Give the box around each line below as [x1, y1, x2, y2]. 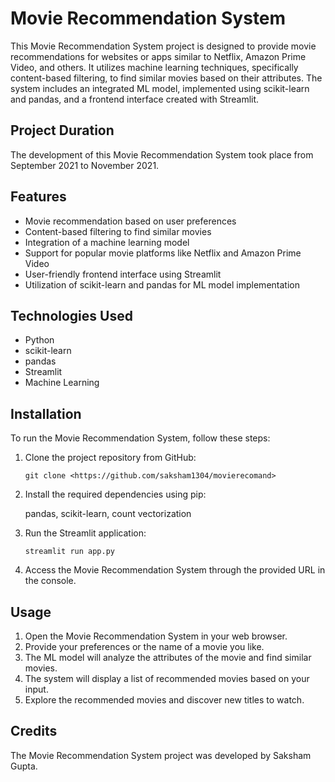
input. [24, 683, 49, 695]
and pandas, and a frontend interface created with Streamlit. [10, 93, 260, 105]
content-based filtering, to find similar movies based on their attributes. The [10, 72, 323, 84]
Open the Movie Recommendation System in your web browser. [24, 630, 288, 642]
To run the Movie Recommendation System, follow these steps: [10, 432, 271, 444]
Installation [10, 405, 82, 422]
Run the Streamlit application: [24, 527, 147, 539]
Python [24, 334, 55, 346]
